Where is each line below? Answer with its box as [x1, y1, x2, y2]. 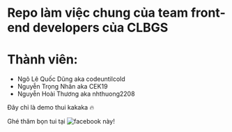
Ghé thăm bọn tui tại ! [7, 117, 115, 126]
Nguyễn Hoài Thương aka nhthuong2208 [17, 89, 135, 98]
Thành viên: [7, 52, 78, 68]
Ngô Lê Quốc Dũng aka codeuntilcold [17, 75, 125, 83]
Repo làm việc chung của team [7, 5, 188, 21]
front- [190, 5, 226, 21]
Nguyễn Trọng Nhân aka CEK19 [17, 82, 108, 91]
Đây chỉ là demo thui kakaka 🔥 [7, 103, 95, 112]
